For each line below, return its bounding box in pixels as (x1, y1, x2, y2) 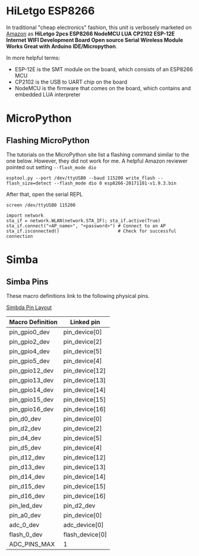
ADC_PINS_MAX (9, 540, 55, 548)
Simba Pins (6, 277, 49, 287)
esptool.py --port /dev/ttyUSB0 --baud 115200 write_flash (6, 175, 156, 181)
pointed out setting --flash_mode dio (6, 163, 97, 170)
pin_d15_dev (9, 482, 46, 490)
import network (6, 212, 44, 218)
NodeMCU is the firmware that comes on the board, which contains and (14, 84, 191, 91)
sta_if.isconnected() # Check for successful (6, 228, 177, 234)
